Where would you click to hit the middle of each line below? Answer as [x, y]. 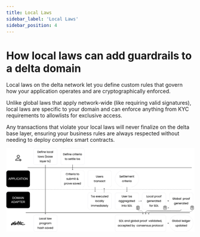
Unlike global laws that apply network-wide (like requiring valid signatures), [99, 103]
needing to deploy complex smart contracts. [61, 140]
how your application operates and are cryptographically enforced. [89, 91]
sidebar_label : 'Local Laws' [42, 19]
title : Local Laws [29, 13]
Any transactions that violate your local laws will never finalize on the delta [98, 127]
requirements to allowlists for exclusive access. [64, 116]
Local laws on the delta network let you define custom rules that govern [95, 85]
